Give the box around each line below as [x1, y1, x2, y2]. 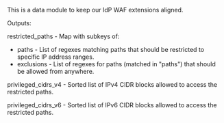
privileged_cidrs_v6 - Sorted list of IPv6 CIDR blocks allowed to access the [7, 101, 217, 109]
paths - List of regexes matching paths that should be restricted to [16, 46, 204, 53]
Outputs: [7, 19, 32, 27]
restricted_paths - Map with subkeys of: [7, 32, 120, 40]
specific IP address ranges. [16, 53, 95, 61]
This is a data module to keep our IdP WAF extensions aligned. [7, 6, 184, 14]
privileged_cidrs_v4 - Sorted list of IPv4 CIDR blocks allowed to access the [7, 81, 218, 88]
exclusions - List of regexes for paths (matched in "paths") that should [16, 60, 216, 68]
